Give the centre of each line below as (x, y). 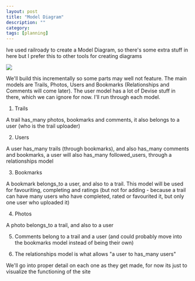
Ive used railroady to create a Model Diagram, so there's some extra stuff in (97, 50)
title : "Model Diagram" (35, 17)
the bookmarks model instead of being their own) (74, 243)
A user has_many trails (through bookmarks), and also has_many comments (97, 149)
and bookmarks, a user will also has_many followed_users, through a (89, 155)
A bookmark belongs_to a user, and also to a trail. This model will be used (95, 184)
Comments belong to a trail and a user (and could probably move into (98, 237)
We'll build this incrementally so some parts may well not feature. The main (97, 78)
